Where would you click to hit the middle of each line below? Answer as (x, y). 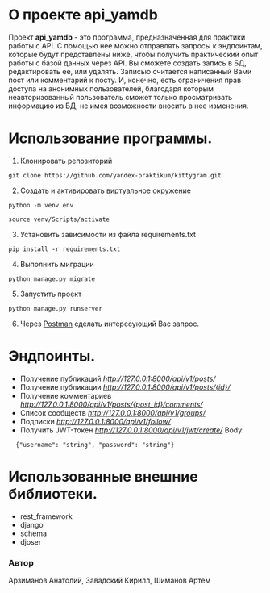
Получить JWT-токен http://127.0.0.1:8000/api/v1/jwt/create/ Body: (132, 430)
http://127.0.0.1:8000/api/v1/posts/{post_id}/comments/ (111, 404)
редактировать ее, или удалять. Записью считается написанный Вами (130, 71)
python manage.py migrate (52, 279)
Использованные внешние (104, 477)
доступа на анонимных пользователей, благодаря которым (111, 88)
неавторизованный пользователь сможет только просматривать (120, 97)
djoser (31, 541)
